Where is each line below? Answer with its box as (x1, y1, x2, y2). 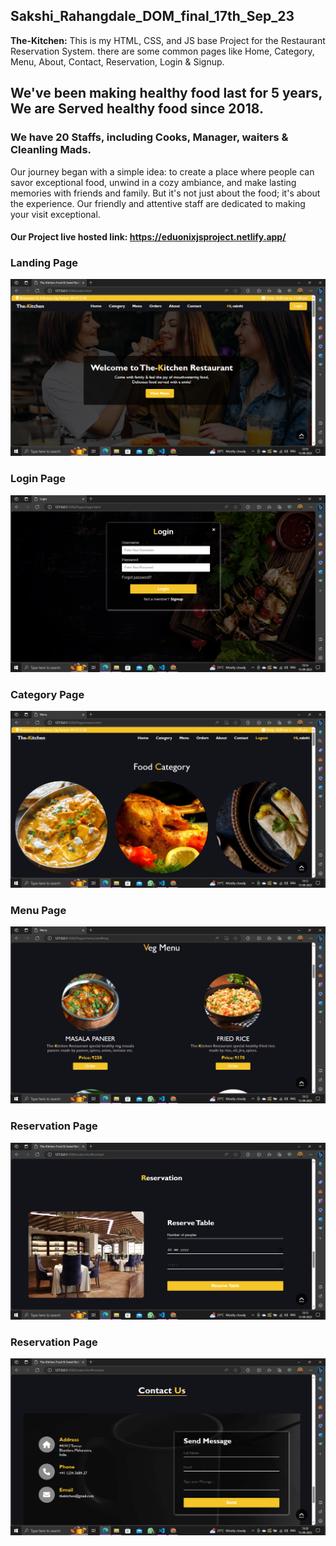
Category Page (10, 687, 85, 701)
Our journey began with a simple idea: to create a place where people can (10, 165, 315, 178)
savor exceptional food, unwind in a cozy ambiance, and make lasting (10, 176, 297, 188)
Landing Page (10, 256, 79, 270)
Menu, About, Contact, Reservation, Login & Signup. (10, 55, 225, 68)
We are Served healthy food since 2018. (10, 100, 264, 118)
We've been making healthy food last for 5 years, (10, 85, 323, 102)
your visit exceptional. (10, 208, 101, 220)
